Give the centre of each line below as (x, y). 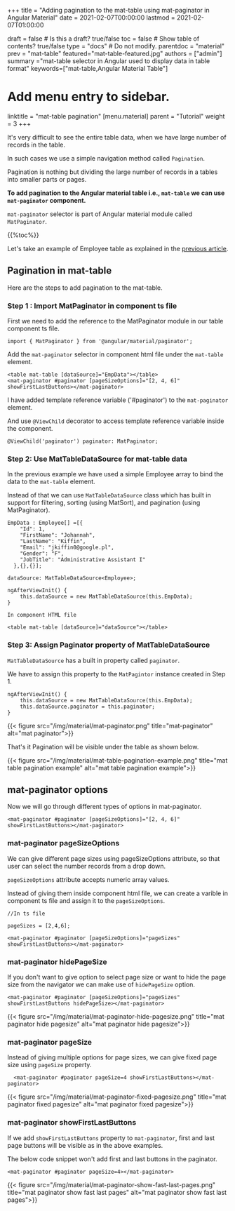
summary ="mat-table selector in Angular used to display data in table (109, 61)
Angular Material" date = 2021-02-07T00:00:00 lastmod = (91, 18)
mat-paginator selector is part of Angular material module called (100, 214)
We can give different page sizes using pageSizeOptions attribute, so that (114, 858)
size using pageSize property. (49, 1065)
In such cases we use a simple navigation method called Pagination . (106, 158)
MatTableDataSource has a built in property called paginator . (94, 660)
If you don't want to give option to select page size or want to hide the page (117, 977)
